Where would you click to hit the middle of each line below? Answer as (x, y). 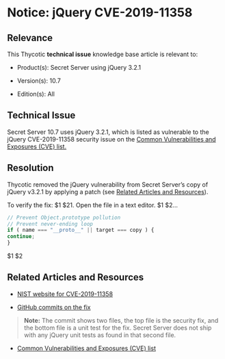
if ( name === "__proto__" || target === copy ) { (81, 230)
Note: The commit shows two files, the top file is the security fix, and (121, 320)
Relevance (30, 38)
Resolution (30, 168)
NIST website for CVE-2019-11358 (65, 294)
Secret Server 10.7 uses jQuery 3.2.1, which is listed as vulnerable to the (108, 132)
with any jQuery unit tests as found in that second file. (100, 335)
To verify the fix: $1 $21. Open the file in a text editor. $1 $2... (93, 205)
